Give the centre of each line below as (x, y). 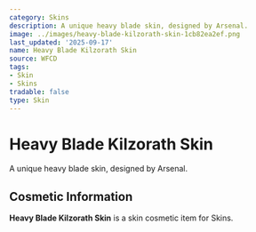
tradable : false (39, 92)
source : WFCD (33, 59)
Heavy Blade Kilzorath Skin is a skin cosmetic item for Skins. (121, 218)
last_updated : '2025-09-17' (61, 42)
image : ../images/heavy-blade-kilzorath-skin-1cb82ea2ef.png (125, 34)
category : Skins (39, 17)
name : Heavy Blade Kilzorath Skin (73, 51)
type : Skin (29, 100)
